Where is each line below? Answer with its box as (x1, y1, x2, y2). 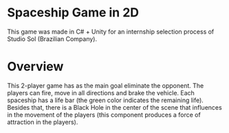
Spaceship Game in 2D (7, 5, 140, 21)
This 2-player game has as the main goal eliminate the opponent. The (7, 81, 204, 90)
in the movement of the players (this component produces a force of (7, 110, 201, 119)
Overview (7, 59, 64, 75)
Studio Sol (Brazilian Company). (7, 34, 98, 43)
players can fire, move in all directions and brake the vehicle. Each (7, 88, 195, 97)
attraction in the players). (7, 118, 78, 126)
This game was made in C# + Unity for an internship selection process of (7, 27, 215, 36)
